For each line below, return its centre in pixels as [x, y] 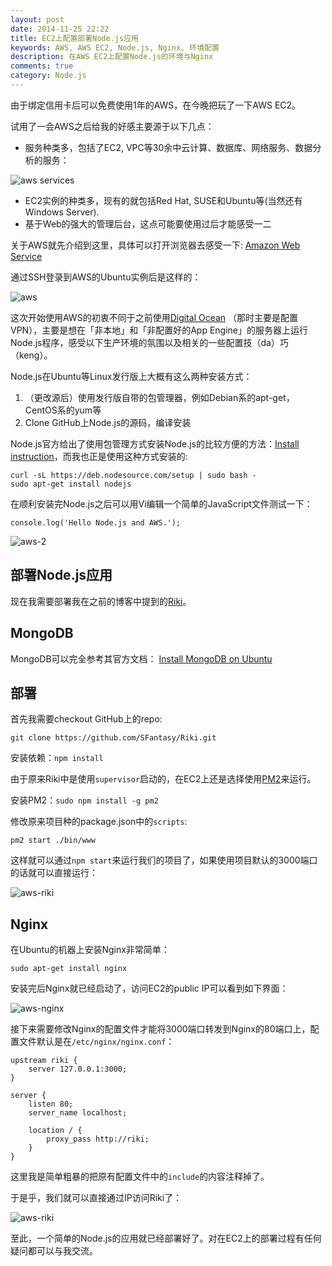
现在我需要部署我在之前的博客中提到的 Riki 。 [101, 601]
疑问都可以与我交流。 [54, 1251]
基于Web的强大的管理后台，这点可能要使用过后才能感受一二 [148, 223]
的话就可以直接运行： [54, 873]
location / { [55, 1131]
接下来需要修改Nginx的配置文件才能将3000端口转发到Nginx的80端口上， [160, 1029]
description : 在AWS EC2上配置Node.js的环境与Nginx [112, 57]
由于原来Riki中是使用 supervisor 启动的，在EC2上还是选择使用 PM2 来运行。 [163, 779]
